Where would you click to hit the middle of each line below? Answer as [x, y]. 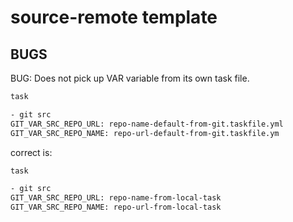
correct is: [31, 152]
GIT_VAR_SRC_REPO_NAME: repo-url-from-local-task [116, 207]
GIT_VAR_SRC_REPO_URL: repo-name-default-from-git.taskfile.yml [147, 124]
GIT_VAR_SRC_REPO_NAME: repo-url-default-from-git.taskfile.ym [145, 133]
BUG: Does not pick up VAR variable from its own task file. [130, 78]
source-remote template [114, 17]
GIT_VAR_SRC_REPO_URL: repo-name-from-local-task [116, 198]
